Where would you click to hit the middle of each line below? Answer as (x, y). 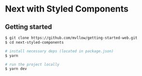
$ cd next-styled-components (34, 42)
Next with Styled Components (67, 9)
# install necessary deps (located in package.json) (59, 51)
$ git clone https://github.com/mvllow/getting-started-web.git (71, 38)
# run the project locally (32, 64)
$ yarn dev (16, 69)
